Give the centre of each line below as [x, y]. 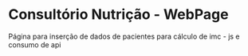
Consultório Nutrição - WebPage [118, 15]
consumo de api [35, 44]
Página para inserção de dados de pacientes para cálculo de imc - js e [124, 36]
